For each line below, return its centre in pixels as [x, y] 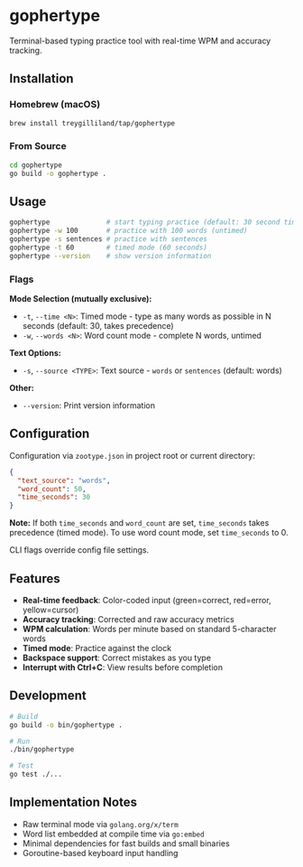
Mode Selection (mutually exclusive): [81, 299]
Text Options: [35, 353]
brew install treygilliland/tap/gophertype [92, 123]
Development [48, 696]
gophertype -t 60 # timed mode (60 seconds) [108, 247]
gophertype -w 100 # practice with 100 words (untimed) [129, 231]
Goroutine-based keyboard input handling [100, 853]
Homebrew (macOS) [55, 105]
